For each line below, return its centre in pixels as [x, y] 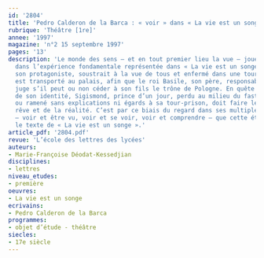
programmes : [27, 220]
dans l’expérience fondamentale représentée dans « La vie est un [126, 67]
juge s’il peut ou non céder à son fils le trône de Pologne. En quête [135, 88]
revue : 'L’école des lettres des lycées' [77, 140]
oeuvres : [22, 191]
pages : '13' [27, 52]
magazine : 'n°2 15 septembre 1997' [66, 45]
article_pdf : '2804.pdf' [49, 132]
